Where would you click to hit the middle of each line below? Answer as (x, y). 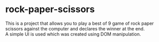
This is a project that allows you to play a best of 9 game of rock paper (80, 23)
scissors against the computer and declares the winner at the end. (75, 28)
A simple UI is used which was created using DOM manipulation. (73, 34)
